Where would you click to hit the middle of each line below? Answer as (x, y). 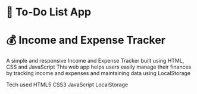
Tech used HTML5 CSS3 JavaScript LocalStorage (67, 85)
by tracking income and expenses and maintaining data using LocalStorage (98, 73)
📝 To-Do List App (49, 12)
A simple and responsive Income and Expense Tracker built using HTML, (95, 61)
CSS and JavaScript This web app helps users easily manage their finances (99, 67)
